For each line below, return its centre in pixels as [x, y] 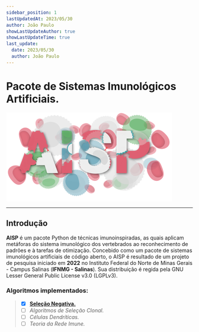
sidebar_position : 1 [32, 12]
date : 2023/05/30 [33, 50]
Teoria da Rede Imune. [57, 324]
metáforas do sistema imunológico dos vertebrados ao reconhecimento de [97, 244]
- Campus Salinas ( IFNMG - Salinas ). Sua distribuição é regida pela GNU [95, 269]
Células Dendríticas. [54, 317]
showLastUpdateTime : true [38, 38]
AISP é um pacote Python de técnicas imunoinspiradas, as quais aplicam [95, 238]
